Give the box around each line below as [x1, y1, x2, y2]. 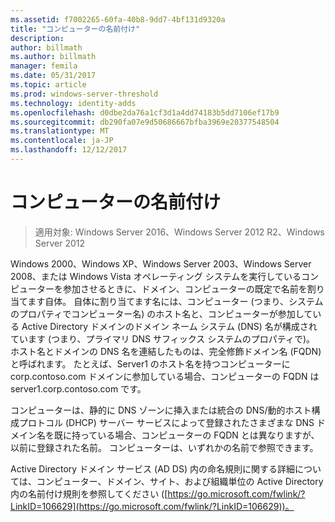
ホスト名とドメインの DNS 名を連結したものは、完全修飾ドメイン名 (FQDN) [10, 345, 322, 357]
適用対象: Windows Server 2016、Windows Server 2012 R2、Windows [34, 226, 325, 238]
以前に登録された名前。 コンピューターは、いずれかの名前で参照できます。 [10, 441, 319, 453]
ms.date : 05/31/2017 [10, 71, 97, 81]
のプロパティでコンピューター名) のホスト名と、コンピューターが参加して [10, 307, 313, 320]
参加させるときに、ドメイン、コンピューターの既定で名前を [62, 282, 308, 295]
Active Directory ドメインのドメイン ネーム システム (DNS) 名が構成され [21, 320, 318, 332]
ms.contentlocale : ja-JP [10, 136, 114, 146]
